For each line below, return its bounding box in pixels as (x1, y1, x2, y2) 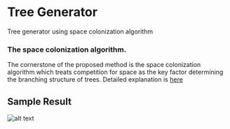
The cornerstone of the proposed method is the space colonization (7, 61, 201, 69)
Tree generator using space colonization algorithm (7, 27, 153, 36)
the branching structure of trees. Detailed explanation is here (7, 75, 184, 84)
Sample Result (7, 96, 72, 107)
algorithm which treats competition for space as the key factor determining (7, 68, 224, 77)
